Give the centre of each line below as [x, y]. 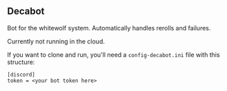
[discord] [21, 74]
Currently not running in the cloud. [56, 41]
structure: [21, 62]
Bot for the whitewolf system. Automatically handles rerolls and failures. [109, 28]
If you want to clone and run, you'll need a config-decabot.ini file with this [113, 54]
